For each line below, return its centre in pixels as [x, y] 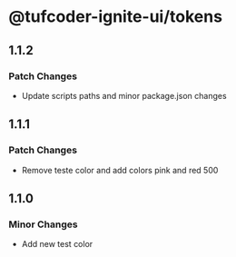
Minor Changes [43, 224]
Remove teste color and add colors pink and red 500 [120, 170]
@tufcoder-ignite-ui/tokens [116, 17]
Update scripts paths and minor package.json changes [124, 95]
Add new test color [57, 244]
